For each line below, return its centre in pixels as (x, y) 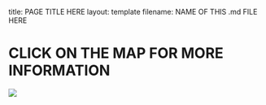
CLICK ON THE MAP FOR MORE (116, 53)
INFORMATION (59, 70)
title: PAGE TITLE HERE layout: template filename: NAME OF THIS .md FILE (133, 12)
